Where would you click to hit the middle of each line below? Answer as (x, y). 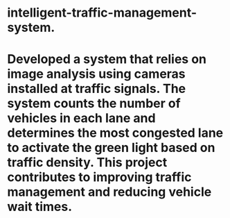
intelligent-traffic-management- (102, 13)
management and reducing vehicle (109, 192)
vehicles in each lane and (81, 118)
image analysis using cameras (96, 74)
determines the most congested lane (115, 133)
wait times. (40, 207)
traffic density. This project (87, 163)
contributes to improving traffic (99, 177)
